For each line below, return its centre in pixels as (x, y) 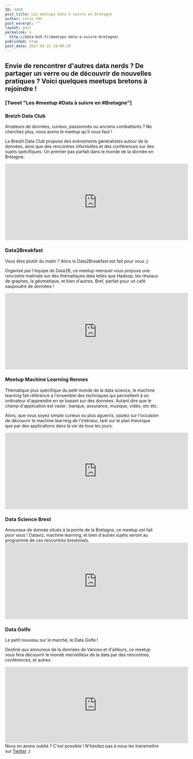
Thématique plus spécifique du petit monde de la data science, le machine (80, 390)
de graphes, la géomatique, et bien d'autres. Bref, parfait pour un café (75, 281)
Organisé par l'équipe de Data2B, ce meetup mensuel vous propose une (77, 270)
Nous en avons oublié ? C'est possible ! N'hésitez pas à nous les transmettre (82, 746)
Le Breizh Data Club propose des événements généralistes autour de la (77, 141)
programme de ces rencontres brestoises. (47, 540)
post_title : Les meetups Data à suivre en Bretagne (58, 14)
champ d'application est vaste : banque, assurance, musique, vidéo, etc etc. (82, 406)
